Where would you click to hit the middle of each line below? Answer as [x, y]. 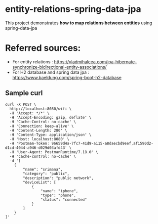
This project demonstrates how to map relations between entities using [79, 23]
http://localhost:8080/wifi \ [40, 109]
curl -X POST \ [21, 104]
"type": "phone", [58, 195]
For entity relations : [33, 62]
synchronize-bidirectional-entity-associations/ [59, 67]
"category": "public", [46, 174]
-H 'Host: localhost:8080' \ [39, 139]
